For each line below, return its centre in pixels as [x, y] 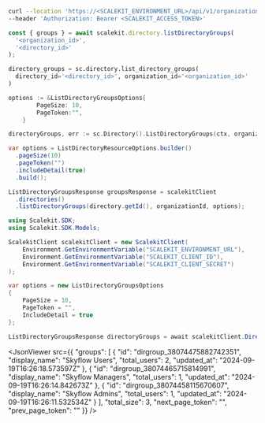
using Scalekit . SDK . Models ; [54, 228]
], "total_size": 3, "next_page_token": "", [162, 402]
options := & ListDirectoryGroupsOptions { [77, 98]
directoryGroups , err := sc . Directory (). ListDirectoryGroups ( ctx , [119, 134]
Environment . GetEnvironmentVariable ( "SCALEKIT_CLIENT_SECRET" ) [129, 264]
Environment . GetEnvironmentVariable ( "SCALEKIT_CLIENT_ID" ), [123, 257]
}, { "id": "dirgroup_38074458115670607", [162, 385]
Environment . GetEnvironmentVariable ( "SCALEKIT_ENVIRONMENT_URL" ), [134, 249]
